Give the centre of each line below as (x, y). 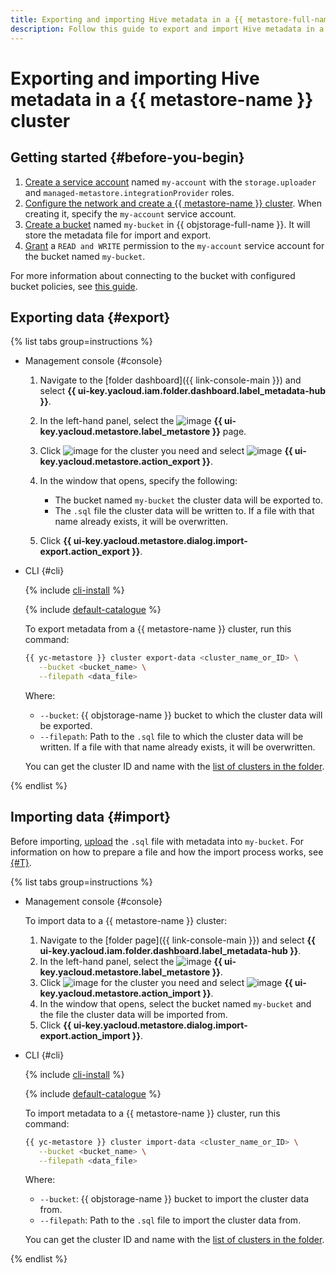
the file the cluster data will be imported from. (133, 1014)
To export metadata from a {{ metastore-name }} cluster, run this (158, 629)
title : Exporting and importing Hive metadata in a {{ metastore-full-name (171, 19)
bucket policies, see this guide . (74, 286)
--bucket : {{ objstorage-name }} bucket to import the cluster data (174, 1199)
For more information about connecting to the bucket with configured (153, 275)
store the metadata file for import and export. (118, 235)
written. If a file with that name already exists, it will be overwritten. (177, 747)
